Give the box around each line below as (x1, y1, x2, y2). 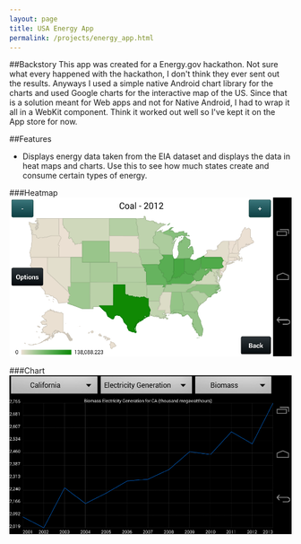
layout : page (9, 14, 58, 23)
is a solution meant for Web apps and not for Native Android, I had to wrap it (9, 97, 290, 108)
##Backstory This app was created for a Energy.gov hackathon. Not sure (9, 59, 279, 70)
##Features (9, 134, 52, 145)
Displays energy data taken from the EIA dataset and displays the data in (21, 151, 291, 162)
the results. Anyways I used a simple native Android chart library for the (9, 78, 274, 89)
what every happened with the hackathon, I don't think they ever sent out (9, 68, 280, 80)
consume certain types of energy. (21, 171, 148, 181)
